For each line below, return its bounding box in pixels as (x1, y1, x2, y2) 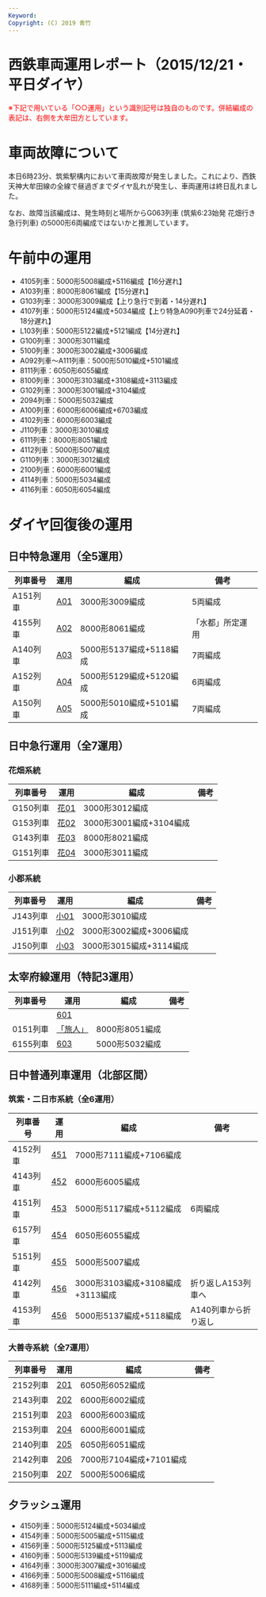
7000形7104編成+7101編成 (80, 1454, 188, 1465)
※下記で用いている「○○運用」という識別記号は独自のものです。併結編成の (8, 103, 253, 113)
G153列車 (12, 818, 50, 828)
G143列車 (12, 832, 50, 843)
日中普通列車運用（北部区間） (8, 1068, 154, 1081)
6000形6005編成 (74, 1176, 140, 1187)
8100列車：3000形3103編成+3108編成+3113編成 (19, 376, 178, 386)
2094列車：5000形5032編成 (19, 396, 114, 405)
